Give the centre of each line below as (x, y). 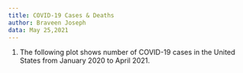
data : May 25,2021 (38, 30)
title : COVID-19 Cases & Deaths (61, 15)
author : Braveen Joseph (47, 23)
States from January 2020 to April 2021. (85, 60)
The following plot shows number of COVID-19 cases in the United (127, 53)
